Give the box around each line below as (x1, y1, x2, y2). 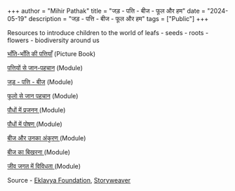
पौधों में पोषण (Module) (7, 120, 63, 128)
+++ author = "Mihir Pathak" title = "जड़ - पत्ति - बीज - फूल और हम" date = (7, 7, 206, 15)
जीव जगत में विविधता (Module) (7, 162, 81, 170)
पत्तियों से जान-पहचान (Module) (7, 64, 83, 72)
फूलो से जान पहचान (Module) (7, 92, 79, 100)
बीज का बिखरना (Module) (7, 148, 71, 156)
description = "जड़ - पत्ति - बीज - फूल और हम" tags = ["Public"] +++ (28, 15, 209, 22)
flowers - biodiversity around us (7, 36, 100, 44)
